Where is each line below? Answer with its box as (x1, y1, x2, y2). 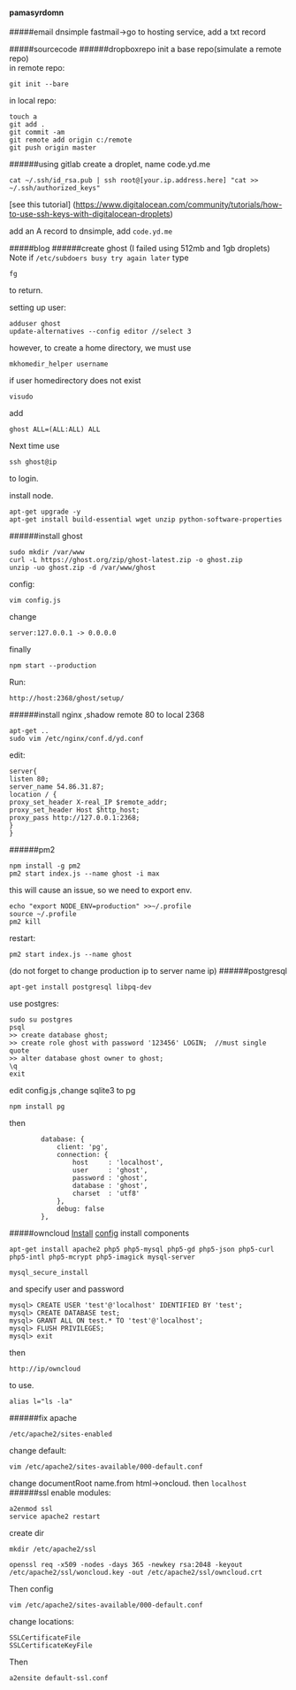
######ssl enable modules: (9, 1487, 112, 1498)
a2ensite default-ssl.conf (9, 1674, 109, 1683)
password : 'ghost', (72, 1174, 148, 1183)
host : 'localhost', (72, 1158, 164, 1168)
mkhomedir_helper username (9, 359, 109, 369)
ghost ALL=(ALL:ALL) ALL (9, 425, 101, 434)
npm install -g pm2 (9, 861, 81, 871)
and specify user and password (9, 1284, 125, 1294)
